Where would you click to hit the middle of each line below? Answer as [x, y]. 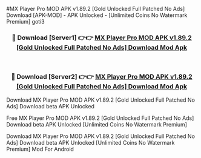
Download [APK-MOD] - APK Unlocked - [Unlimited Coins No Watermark [97, 15]
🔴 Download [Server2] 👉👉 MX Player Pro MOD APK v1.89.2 [102, 77]
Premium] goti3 [25, 21]
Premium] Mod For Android [40, 149]
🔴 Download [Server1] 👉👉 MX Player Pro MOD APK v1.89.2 [102, 38]
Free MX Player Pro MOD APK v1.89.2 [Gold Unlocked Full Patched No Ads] [100, 118]
